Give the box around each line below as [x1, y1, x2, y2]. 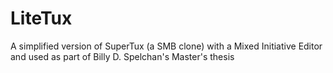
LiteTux [10, 7, 73, 30]
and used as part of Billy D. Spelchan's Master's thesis [10, 50, 235, 62]
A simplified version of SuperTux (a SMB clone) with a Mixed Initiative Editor [10, 40, 323, 52]
